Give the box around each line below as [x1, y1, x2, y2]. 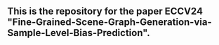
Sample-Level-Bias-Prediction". [7, 27, 151, 39]
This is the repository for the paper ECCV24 [7, 6, 204, 17]
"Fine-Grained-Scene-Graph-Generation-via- [7, 17, 212, 28]
